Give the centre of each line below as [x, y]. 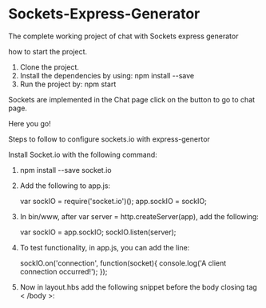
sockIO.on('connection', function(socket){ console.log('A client [123, 263]
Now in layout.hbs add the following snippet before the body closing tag [138, 287]
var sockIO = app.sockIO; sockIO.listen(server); [98, 232]
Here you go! [30, 123]
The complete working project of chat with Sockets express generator [123, 36]
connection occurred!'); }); [64, 271]
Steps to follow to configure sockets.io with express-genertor [109, 139]
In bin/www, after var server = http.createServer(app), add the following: [139, 216]
